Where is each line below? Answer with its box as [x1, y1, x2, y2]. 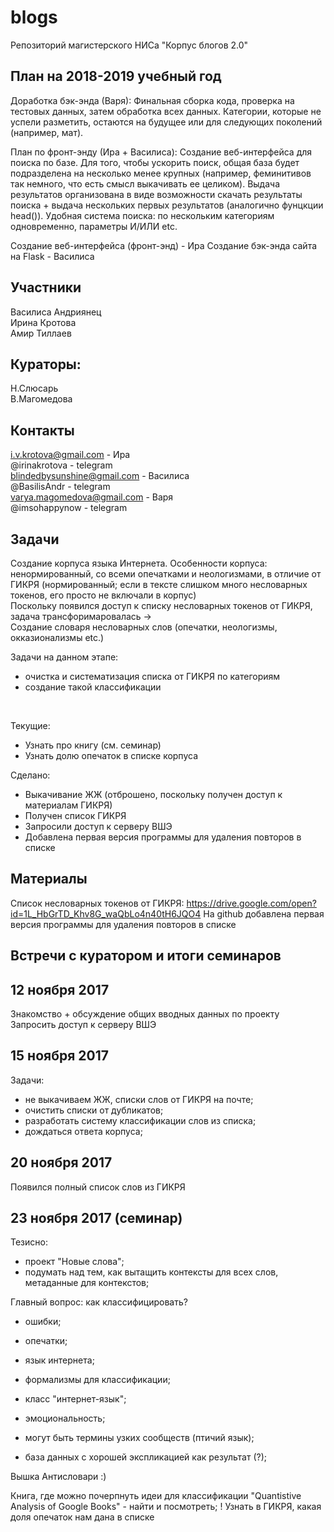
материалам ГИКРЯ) [24, 799, 113, 811]
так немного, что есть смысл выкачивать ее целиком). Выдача [10, 177, 280, 190]
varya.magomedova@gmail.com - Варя [10, 491, 174, 503]
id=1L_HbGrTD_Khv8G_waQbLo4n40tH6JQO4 [10, 907, 202, 920]
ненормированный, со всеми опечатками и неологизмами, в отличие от [10, 568, 322, 580]
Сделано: [10, 769, 51, 781]
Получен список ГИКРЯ [24, 810, 127, 821]
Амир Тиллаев [10, 327, 72, 339]
